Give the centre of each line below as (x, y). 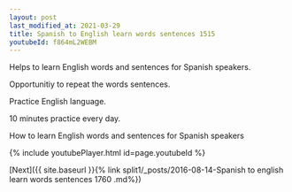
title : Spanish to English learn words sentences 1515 (112, 34)
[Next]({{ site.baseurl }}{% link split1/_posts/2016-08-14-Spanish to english (146, 170)
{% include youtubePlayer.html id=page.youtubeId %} (108, 153)
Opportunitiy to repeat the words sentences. (90, 84)
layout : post (33, 17)
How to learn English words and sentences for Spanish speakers (127, 136)
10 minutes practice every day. (65, 119)
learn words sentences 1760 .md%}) (75, 180)
